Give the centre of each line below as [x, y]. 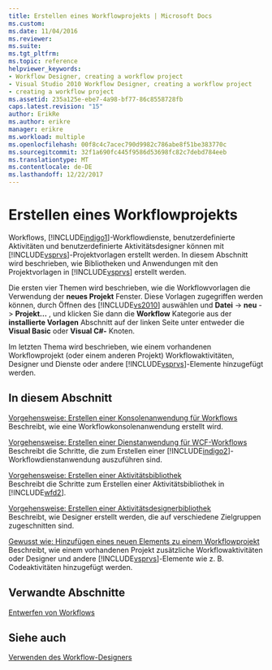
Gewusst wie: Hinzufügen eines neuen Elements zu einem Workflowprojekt [134, 541]
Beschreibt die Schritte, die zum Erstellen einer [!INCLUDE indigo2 [118, 450]
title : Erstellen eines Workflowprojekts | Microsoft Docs [110, 16]
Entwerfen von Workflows [52, 612]
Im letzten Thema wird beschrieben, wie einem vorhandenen [110, 346]
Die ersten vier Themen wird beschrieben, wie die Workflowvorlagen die [130, 287]
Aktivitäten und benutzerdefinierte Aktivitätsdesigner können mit [117, 246]
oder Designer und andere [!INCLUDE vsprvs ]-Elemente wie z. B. [117, 559]
